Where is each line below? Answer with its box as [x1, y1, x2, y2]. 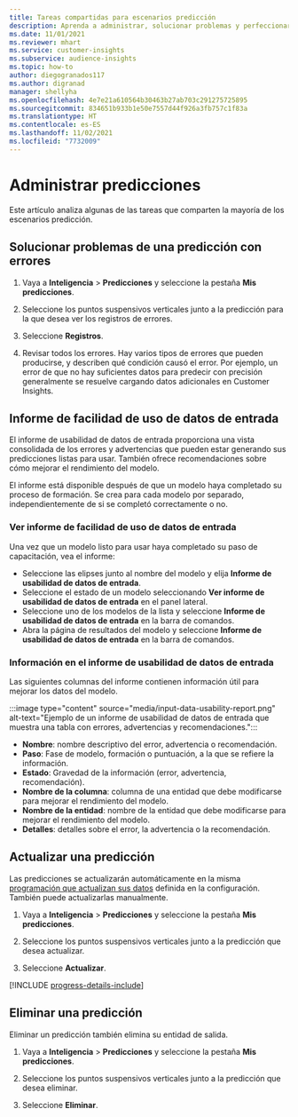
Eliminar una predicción [9, 1005, 144, 1021]
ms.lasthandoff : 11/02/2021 [9, 129, 114, 138]
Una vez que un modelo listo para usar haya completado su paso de [9, 541, 258, 551]
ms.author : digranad [9, 79, 86, 88]
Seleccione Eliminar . [21, 1099, 98, 1110]
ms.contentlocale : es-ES [9, 121, 101, 130]
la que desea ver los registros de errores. [21, 313, 173, 324]
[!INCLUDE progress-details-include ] [9, 979, 145, 990]
